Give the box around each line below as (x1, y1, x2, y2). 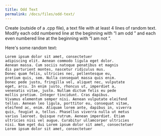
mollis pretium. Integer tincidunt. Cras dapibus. (5, 92, 110, 97)
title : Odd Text (5, 7, 38, 12)
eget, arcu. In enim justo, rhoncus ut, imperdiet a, (5, 84, 117, 89)
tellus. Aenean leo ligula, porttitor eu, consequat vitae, (5, 101, 130, 106)
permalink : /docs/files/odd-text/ (5, 12, 75, 17)
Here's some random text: (5, 45, 57, 51)
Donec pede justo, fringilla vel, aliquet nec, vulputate (5, 80, 125, 85)
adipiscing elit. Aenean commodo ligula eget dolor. (5, 58, 114, 63)
